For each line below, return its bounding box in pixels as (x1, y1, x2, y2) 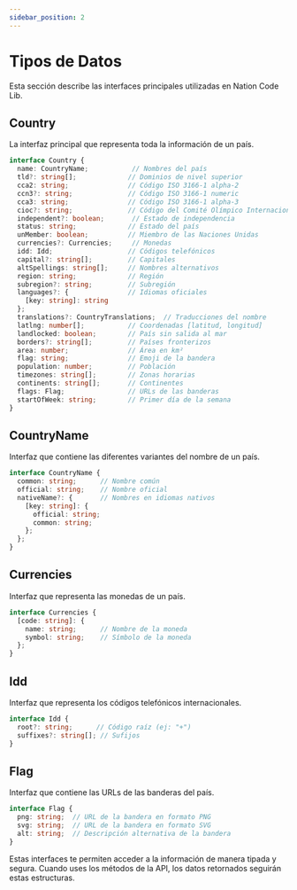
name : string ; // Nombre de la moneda (25, 624, 188, 634)
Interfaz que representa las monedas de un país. (9, 590, 186, 601)
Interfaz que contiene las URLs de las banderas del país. (9, 787, 215, 798)
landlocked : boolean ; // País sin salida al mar (17, 329, 227, 338)
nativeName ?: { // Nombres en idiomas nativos (17, 493, 216, 502)
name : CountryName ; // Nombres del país (17, 165, 208, 174)
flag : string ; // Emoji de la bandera (17, 354, 216, 363)
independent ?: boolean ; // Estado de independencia (17, 214, 236, 222)
